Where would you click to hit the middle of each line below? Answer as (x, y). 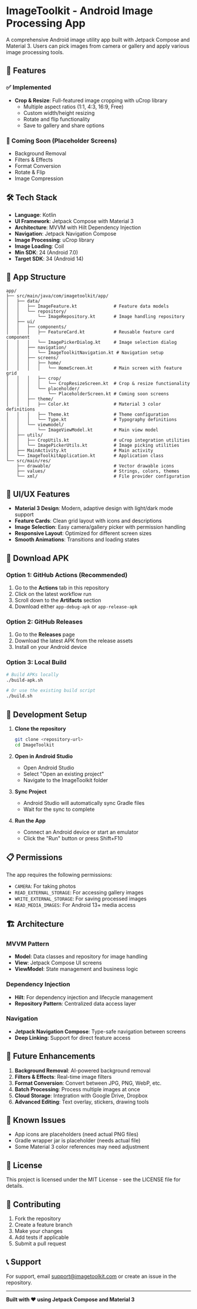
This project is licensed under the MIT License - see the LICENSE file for (93, 1179)
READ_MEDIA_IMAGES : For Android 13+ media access (75, 904)
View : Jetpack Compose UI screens (58, 963)
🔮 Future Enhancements (51, 1056)
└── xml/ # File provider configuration (103, 476)
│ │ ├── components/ (36, 327)
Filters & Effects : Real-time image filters (63, 1076)
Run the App (30, 820)
